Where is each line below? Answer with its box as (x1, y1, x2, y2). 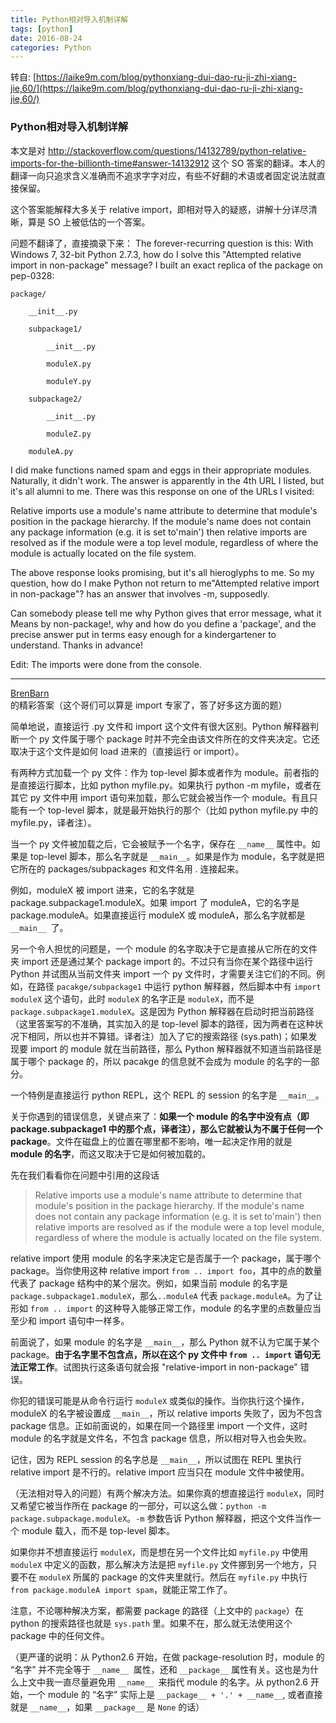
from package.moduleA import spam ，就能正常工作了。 (10, 1583, 233, 1595)
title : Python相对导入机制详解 (10, 14, 129, 25)
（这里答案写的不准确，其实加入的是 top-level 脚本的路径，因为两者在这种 (10, 1017, 315, 1030)
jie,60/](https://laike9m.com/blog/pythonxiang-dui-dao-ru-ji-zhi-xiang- (10, 82, 304, 95)
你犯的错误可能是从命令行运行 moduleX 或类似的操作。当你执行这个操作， (10, 1394, 310, 1406)
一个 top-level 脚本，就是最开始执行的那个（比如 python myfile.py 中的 (27, 804, 319, 816)
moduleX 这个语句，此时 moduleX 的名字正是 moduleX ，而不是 (10, 992, 255, 1005)
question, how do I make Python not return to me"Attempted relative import (10, 577, 320, 589)
